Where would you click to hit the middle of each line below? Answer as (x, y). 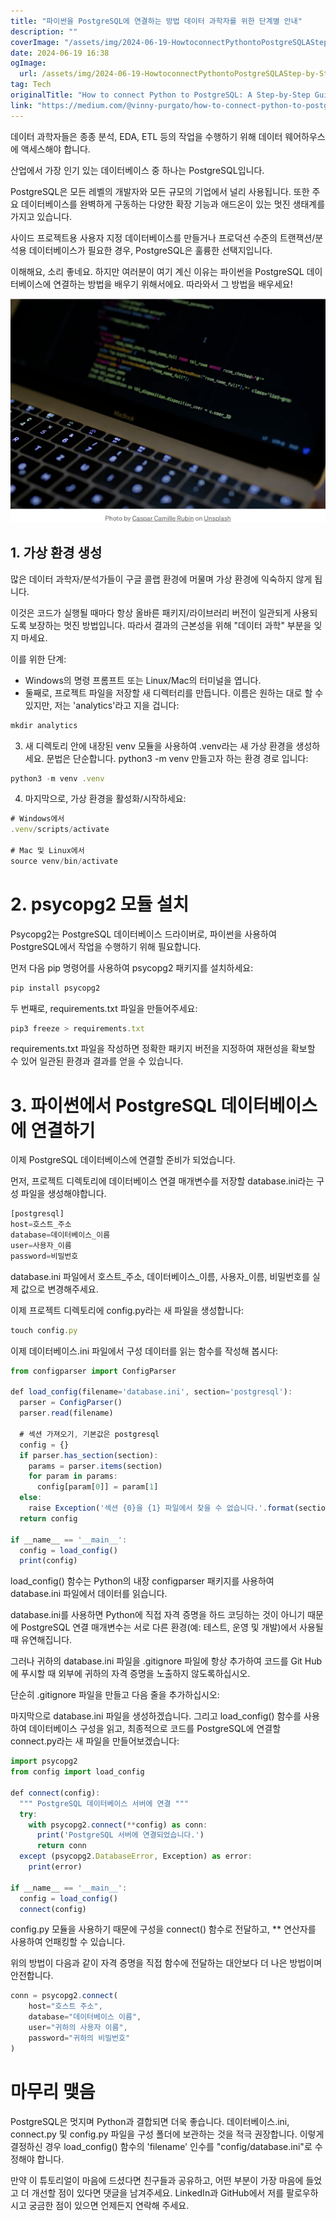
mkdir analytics (44, 725)
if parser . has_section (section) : (89, 1455)
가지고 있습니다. (41, 216)
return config (48, 1518)
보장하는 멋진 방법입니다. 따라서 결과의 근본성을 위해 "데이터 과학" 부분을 (170, 625)
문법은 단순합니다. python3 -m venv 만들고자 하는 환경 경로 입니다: (177, 758)
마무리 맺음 (53, 2091)
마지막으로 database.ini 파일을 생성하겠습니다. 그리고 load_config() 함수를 (156, 1716)
